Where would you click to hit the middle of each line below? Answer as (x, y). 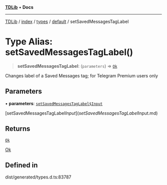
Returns (18, 129)
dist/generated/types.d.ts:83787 (38, 177)
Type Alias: (29, 42)
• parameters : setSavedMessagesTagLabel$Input (54, 103)
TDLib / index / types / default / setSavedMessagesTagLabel (67, 21)
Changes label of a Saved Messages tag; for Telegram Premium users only (82, 76)
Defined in (22, 165)
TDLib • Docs (19, 7)
